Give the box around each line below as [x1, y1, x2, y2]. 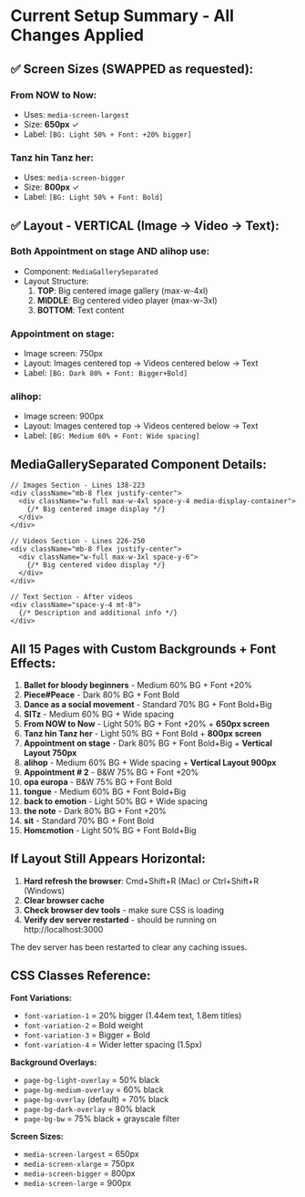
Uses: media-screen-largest [23, 108, 130, 119]
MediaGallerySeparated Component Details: [10, 457, 267, 472]
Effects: [10, 655, 56, 671]
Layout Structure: [23, 275, 89, 286]
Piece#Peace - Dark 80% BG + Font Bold [23, 689, 180, 700]
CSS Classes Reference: [10, 968, 151, 984]
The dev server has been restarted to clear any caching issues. [10, 941, 248, 953]
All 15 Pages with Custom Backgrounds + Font [10, 641, 277, 656]
